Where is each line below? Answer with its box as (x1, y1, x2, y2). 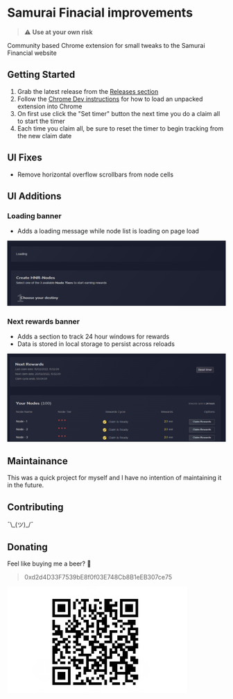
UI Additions (7, 190, 62, 202)
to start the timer (17, 117, 66, 125)
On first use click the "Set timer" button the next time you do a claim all (17, 109, 221, 117)
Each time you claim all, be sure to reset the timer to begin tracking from (17, 124, 224, 133)
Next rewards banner (7, 316, 80, 326)
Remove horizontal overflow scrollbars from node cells (17, 170, 174, 179)
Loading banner (7, 211, 62, 220)
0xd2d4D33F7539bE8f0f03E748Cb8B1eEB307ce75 (24, 573, 173, 582)
